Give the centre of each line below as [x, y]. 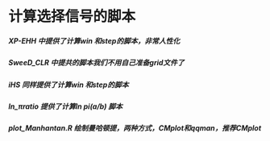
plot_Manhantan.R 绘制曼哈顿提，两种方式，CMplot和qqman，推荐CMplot [135, 128]
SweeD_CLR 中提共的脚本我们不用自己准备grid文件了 [97, 63]
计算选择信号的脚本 [72, 17]
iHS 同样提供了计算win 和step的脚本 [69, 85]
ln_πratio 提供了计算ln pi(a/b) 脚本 [66, 106]
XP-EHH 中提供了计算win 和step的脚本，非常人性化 [94, 40]
